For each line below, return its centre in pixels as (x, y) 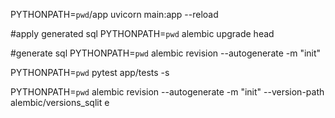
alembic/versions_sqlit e (60, 102)
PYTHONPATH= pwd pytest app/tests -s (90, 72)
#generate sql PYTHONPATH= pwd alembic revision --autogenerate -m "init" (166, 53)
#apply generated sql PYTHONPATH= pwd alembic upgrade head (142, 33)
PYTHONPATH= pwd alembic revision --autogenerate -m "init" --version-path (167, 92)
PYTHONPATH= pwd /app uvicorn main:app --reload (114, 14)
